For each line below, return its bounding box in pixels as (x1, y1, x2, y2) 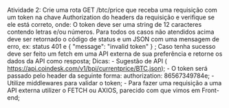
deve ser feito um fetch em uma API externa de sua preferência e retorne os (7, 50, 223, 58)
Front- (201, 86, 220, 94)
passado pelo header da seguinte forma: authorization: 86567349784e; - (7, 72, 215, 80)
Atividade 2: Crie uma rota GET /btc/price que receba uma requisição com (7, 6, 218, 14)
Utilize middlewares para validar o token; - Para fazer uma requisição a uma (7, 79, 222, 87)
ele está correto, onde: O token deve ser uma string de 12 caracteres (7, 21, 202, 28)
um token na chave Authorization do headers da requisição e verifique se (7, 13, 215, 21)
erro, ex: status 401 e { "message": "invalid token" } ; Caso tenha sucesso (7, 43, 216, 50)
